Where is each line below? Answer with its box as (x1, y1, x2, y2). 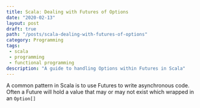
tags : (6, 43, 20, 49)
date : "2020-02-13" (6, 15, 56, 21)
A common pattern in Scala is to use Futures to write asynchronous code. (6, 82, 190, 89)
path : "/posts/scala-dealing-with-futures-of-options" (6, 32, 148, 38)
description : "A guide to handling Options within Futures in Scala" (6, 65, 186, 72)
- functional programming (8, 59, 75, 66)
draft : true (6, 25, 36, 32)
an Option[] (6, 95, 36, 102)
